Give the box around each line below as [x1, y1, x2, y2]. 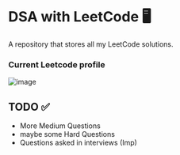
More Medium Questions [19, 121, 101, 130]
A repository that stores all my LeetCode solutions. [8, 39, 174, 49]
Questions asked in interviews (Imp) [19, 138, 137, 148]
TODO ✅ [8, 100, 50, 113]
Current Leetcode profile [8, 59, 105, 70]
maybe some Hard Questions [19, 130, 115, 139]
